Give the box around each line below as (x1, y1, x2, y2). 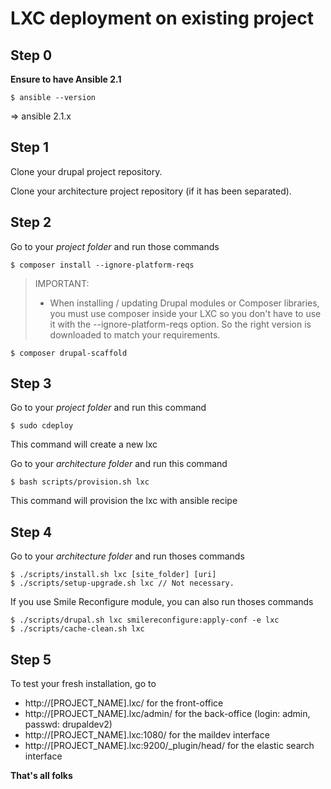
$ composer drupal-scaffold (10, 348, 128, 358)
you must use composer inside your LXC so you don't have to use (49, 307, 322, 319)
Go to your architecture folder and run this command (10, 458, 228, 470)
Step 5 (10, 651, 52, 668)
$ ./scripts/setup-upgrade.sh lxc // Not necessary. (10, 578, 235, 589)
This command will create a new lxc (10, 438, 158, 451)
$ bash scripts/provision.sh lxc (10, 477, 150, 487)
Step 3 (10, 375, 52, 392)
